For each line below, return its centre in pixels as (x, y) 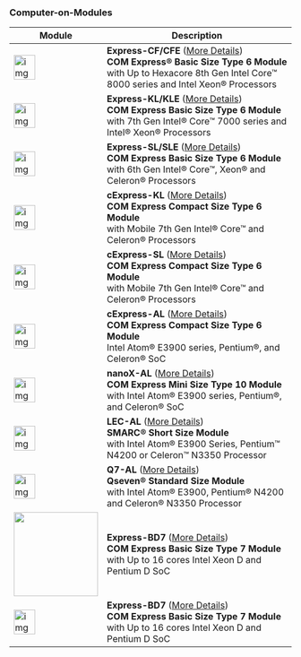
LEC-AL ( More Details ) (155, 421)
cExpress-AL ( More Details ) (168, 314)
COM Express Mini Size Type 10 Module (194, 385)
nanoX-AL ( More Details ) (161, 374)
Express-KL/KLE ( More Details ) (175, 99)
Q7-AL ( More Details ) (153, 470)
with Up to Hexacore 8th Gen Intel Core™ (192, 73)
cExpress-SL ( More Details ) (167, 255)
